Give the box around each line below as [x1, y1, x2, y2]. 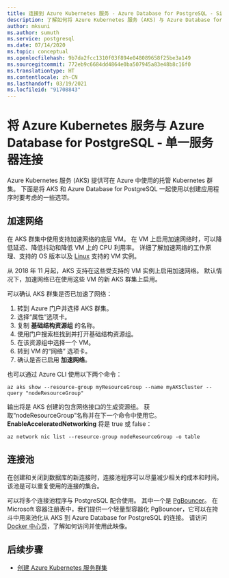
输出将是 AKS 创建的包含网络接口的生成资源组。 [7, 402, 142, 411]
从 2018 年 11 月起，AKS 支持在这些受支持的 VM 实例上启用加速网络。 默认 [7, 266, 217, 275]
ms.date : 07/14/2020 [7, 42, 66, 49]
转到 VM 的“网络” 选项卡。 [16, 347, 92, 355]
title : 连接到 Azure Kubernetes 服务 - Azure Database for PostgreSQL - [7, 10, 213, 17]
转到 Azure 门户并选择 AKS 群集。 [16, 304, 113, 312]
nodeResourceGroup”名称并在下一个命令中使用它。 [16, 411, 161, 419]
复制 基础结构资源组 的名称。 [16, 321, 99, 329]
